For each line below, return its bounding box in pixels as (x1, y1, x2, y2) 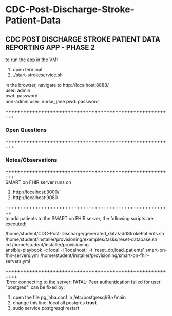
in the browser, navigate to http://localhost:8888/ (5, 82, 109, 88)
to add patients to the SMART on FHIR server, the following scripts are (5, 215, 154, 221)
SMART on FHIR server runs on (5, 179, 72, 185)
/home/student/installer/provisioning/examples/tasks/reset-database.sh (5, 236, 158, 242)
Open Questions (5, 126, 47, 133)
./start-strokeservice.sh (12, 72, 63, 78)
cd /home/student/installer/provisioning (5, 241, 89, 247)
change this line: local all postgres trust (12, 299, 97, 306)
